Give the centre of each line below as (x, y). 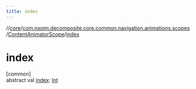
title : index (22, 11)
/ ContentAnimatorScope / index (43, 34)
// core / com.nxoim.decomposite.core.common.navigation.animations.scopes (98, 28)
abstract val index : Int (32, 80)
